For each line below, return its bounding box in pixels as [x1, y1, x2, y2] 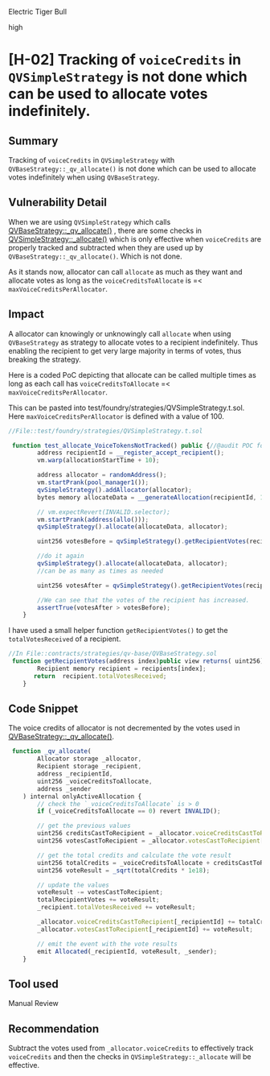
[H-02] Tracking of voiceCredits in [8, 51, 242, 69]
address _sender [37, 784, 92, 793]
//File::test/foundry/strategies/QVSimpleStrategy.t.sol [8, 427, 203, 435]
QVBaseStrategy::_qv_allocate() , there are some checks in [8, 226, 202, 235]
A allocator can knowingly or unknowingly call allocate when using [8, 329, 231, 338]
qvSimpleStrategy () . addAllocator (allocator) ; [37, 486, 193, 494]
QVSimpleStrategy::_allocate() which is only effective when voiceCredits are [8, 234, 262, 244]
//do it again [37, 552, 84, 561]
